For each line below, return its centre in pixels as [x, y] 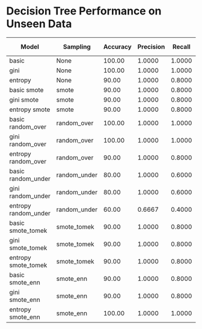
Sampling [77, 46]
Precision [151, 46]
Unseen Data [39, 24]
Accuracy [118, 46]
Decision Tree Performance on [84, 11]
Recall [181, 46]
